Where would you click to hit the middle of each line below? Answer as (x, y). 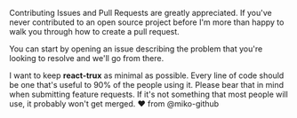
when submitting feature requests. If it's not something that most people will (149, 94)
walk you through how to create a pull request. (94, 31)
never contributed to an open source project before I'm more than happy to (147, 22)
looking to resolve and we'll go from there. (87, 58)
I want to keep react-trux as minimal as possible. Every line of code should (147, 75)
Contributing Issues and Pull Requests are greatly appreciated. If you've (141, 13)
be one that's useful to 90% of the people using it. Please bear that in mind (147, 85)
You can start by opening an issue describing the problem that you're (136, 49)
